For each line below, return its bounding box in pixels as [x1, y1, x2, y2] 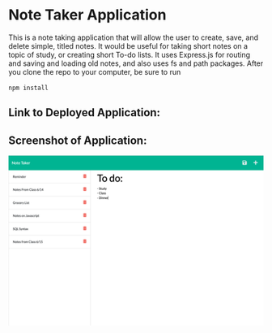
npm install [8, 84, 49, 92]
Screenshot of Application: [8, 133, 147, 147]
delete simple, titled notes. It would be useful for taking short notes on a [8, 41, 249, 50]
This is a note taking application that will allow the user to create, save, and [8, 32, 259, 42]
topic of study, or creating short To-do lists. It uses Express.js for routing [8, 50, 251, 59]
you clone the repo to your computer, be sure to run [8, 67, 181, 76]
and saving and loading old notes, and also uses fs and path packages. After [8, 58, 264, 68]
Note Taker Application [8, 6, 167, 24]
